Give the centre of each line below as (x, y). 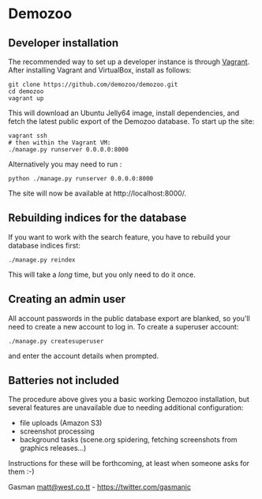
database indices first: (44, 245)
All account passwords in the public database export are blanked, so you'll (129, 318)
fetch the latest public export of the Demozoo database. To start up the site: (131, 121)
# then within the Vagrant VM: (60, 143)
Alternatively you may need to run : (65, 164)
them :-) (21, 472)
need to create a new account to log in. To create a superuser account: (124, 326)
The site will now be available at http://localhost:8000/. (97, 193)
